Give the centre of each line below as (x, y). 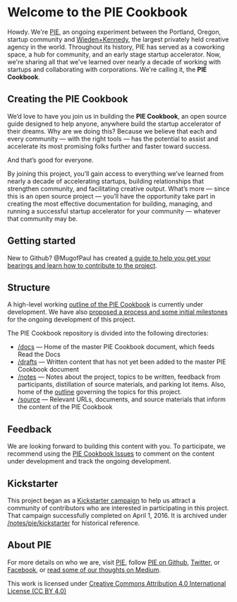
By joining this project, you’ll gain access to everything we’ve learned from (116, 173)
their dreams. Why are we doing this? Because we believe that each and (112, 131)
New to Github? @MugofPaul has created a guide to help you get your (109, 258)
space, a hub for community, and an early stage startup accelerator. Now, (114, 54)
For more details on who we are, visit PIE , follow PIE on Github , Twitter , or (114, 562)
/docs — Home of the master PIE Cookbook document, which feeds (116, 347)
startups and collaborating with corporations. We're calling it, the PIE (107, 69)
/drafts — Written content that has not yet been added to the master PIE (122, 362)
